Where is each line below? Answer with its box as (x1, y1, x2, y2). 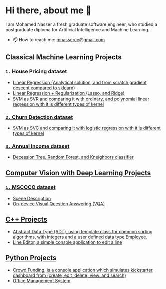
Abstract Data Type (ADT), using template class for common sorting (12, 228, 153, 234)
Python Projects (5, 254, 57, 262)
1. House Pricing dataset (5, 68, 67, 75)
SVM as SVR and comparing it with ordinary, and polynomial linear (12, 95, 149, 102)
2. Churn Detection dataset (5, 113, 73, 120)
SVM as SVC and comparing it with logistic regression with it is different (12, 125, 161, 131)
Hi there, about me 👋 (5, 5, 92, 16)
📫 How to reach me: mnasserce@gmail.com (12, 36, 105, 42)
